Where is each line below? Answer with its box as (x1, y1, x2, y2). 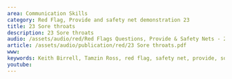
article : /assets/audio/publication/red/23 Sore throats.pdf (7, 42, 187, 49)
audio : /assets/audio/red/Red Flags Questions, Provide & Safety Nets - (7, 36, 221, 43)
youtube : (7, 61, 32, 68)
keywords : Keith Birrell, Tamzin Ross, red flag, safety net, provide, (7, 55, 217, 62)
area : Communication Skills (7, 10, 88, 17)
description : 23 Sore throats (7, 29, 95, 36)
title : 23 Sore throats (7, 23, 76, 30)
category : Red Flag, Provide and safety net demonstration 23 (7, 16, 190, 23)
